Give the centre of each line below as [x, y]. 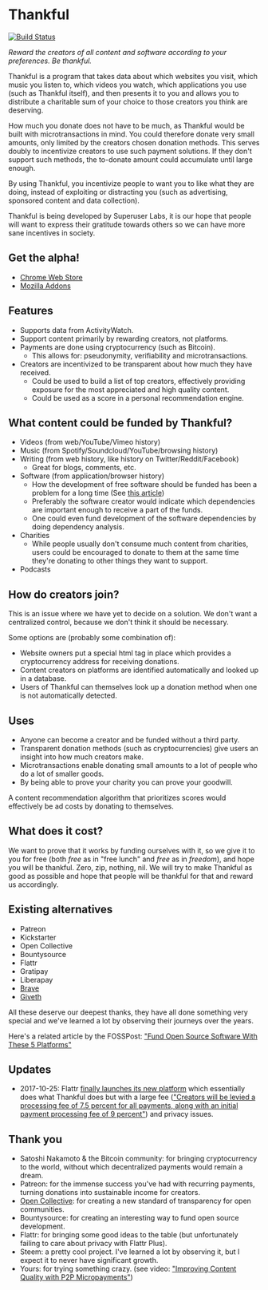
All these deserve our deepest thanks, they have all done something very [128, 1012]
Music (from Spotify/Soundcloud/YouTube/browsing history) [119, 451]
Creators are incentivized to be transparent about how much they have [136, 364]
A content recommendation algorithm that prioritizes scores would [117, 797]
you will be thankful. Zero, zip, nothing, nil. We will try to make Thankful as [130, 867]
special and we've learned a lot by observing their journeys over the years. [131, 1020]
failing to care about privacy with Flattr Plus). [93, 1244]
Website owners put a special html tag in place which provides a [125, 653]
